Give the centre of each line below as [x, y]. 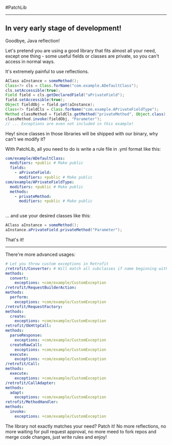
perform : [19, 297]
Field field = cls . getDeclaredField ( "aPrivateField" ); [65, 95]
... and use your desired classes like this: [48, 216]
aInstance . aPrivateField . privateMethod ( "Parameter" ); [64, 230]
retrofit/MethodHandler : [32, 402]
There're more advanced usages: [40, 254]
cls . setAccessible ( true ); [33, 90]
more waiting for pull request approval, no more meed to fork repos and [81, 431]
